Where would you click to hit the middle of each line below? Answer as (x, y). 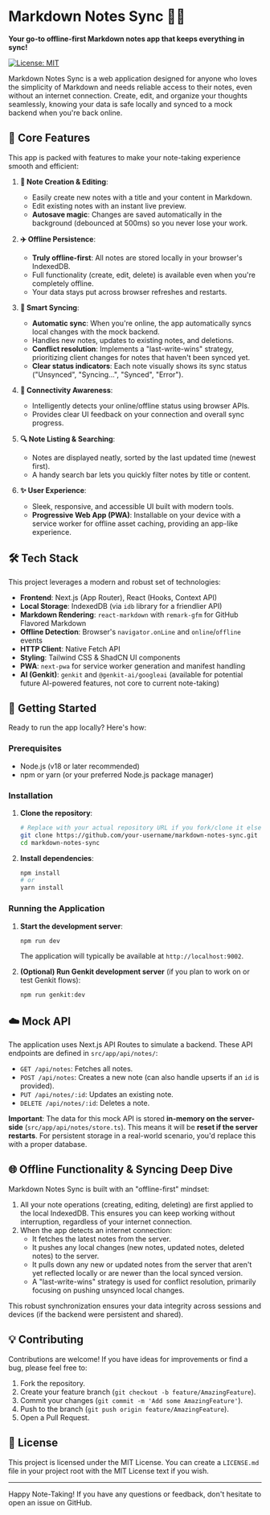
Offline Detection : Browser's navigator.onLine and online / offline (130, 631)
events (31, 640)
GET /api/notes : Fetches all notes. (76, 1069)
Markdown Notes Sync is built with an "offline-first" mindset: (109, 1189)
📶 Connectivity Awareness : (66, 390)
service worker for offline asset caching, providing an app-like (135, 524)
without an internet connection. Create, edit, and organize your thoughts (128, 95)
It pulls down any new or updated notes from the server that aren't (142, 1265)
